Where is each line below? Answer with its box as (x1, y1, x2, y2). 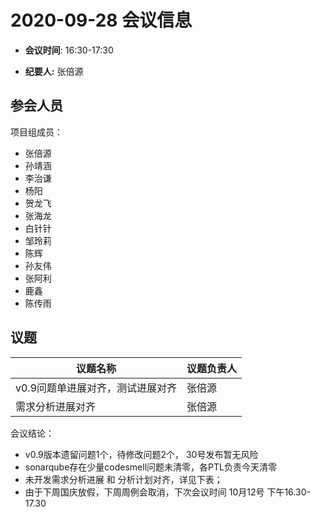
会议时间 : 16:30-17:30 (24, 44, 114, 56)
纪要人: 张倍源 (24, 65, 84, 77)
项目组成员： (10, 126, 63, 138)
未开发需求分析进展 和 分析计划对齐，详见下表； (24, 473, 223, 485)
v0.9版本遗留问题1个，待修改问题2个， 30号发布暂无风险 (24, 448, 259, 460)
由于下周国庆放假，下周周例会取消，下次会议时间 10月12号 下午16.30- (24, 486, 311, 498)
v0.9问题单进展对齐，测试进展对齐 (15, 381, 178, 395)
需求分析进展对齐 (15, 399, 97, 413)
